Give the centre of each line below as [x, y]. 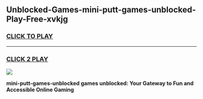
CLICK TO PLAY [30, 37]
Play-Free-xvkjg [37, 19]
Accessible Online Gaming [40, 89]
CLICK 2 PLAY [27, 59]
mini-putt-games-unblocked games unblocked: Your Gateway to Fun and [100, 83]
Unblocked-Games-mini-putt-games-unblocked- [101, 10]
